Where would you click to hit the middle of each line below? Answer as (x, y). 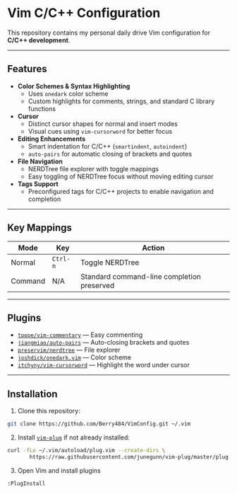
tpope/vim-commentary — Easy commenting (80, 335)
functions (42, 108)
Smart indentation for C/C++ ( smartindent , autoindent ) (108, 146)
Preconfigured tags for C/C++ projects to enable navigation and (121, 191)
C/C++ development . (39, 40)
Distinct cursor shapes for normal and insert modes (103, 123)
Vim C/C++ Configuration (84, 13)
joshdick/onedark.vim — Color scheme (74, 357)
